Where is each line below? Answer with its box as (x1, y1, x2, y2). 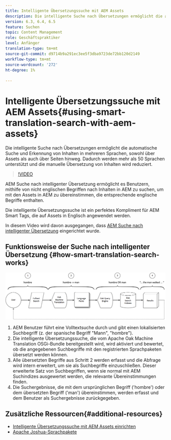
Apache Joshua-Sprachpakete (12, 429, 77, 435)
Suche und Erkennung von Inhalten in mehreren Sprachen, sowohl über (5, 151, 155, 157)
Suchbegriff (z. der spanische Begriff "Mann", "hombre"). (12, 330, 133, 336)
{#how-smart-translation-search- (49, 251, 160, 259)
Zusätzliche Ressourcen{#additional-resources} (5, 410, 163, 419)
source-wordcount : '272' (5, 62, 58, 67)
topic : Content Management (5, 30, 63, 35)
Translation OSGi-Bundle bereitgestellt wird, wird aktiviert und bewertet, (12, 341, 164, 347)
